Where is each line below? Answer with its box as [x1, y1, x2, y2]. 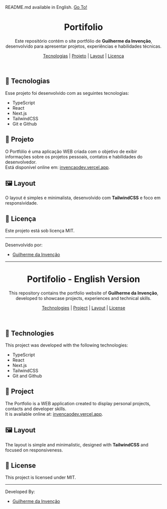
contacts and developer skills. [5, 406, 67, 412]
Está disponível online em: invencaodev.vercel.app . [5, 164, 110, 170]
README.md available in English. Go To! [5, 4, 87, 10]
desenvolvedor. [5, 159, 37, 165]
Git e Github [12, 121, 37, 127]
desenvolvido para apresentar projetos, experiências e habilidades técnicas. [5, 43, 162, 49]
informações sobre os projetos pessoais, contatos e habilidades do [5, 153, 143, 159]
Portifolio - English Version [27, 274, 140, 285]
